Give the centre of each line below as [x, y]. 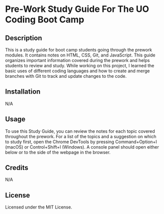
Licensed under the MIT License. [39, 207]
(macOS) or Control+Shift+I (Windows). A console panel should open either [82, 147]
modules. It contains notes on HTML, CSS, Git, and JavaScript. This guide [80, 55]
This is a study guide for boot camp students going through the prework [79, 50]
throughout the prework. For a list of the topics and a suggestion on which [81, 136]
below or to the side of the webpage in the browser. [58, 152]
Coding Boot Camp [45, 20]
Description [24, 38]
